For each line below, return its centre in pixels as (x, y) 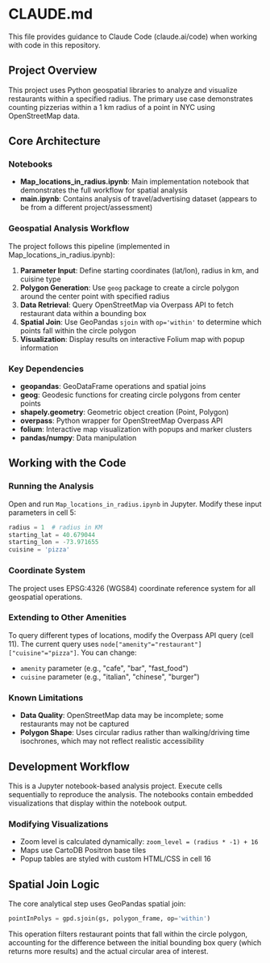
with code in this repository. (54, 44)
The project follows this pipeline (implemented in (89, 246)
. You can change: (107, 653)
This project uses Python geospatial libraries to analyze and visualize (123, 90)
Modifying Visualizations (58, 824)
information (39, 348)
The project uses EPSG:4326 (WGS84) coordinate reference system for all (132, 588)
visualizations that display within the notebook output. (98, 803)
